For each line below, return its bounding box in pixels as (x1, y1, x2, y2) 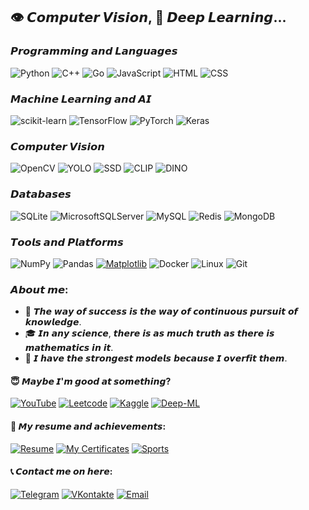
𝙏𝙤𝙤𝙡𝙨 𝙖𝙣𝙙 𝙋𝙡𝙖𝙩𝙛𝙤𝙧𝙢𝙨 (10, 235, 124, 249)
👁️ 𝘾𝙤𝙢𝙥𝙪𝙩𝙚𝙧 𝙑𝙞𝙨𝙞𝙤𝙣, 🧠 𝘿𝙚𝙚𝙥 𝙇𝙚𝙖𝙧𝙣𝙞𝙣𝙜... (10, 9, 287, 26)
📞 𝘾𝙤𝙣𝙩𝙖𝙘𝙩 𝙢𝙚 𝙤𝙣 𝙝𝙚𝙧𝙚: (10, 465, 113, 478)
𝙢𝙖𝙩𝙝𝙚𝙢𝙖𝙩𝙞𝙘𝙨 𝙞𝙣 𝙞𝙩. (24, 342, 114, 354)
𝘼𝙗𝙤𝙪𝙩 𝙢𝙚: (10, 282, 69, 296)
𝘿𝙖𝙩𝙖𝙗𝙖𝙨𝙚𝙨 (10, 187, 72, 201)
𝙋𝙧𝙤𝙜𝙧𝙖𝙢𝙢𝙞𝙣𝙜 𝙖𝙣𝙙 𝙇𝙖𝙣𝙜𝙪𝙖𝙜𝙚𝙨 (10, 44, 178, 58)
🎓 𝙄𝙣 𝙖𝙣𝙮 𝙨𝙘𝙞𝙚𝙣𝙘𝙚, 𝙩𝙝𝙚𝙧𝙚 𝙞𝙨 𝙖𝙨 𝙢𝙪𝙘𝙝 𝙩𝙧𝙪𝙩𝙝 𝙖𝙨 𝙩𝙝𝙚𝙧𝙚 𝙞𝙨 (24, 327, 275, 339)
